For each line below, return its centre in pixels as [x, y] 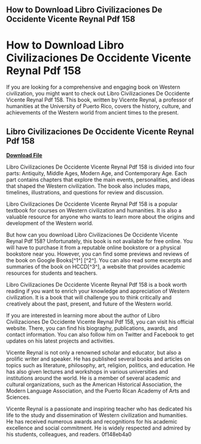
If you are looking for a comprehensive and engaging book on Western [93, 87]
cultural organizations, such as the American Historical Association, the [94, 385]
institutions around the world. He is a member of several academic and [93, 378]
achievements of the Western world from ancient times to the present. [92, 113]
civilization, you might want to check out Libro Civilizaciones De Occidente [98, 94]
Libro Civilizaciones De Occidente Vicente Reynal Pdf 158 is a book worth [97, 285]
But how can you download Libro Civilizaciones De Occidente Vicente [92, 235]
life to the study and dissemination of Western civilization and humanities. [97, 415]
